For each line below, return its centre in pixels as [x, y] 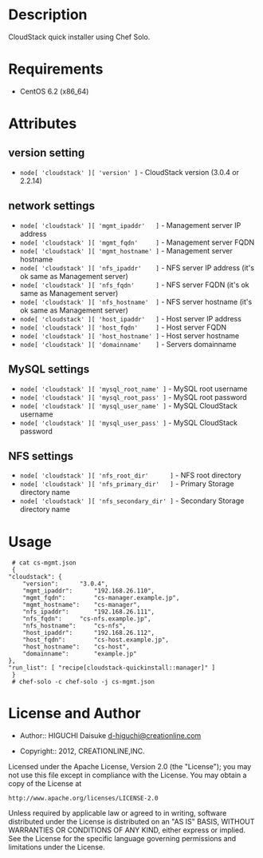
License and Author [75, 714]
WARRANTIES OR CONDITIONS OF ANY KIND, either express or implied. [127, 830]
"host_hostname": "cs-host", [76, 647]
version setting [47, 153]
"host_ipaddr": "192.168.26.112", [89, 633]
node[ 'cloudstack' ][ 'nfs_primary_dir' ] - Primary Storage [127, 484]
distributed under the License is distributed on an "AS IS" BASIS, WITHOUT [131, 822]
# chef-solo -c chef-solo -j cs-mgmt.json [83, 682]
